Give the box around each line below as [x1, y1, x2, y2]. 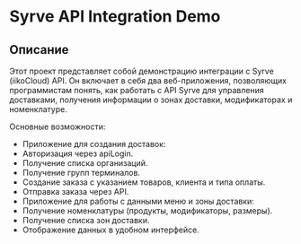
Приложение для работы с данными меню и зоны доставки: [22, 196, 254, 206]
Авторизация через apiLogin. [22, 148, 134, 159]
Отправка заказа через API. [22, 187, 129, 196]
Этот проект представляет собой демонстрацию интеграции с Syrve [9, 65, 274, 76]
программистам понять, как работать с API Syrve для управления [9, 85, 264, 95]
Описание [9, 42, 69, 57]
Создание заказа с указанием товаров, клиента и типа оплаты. [22, 177, 266, 187]
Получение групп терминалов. [22, 168, 141, 178]
